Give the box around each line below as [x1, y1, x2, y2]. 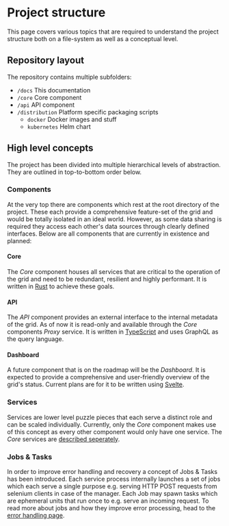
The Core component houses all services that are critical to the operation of [7, 268, 221, 276]
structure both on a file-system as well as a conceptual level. [7, 34, 178, 42]
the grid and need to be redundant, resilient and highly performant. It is [7, 275, 207, 284]
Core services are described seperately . [7, 435, 120, 443]
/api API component [16, 101, 75, 109]
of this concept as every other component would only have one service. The [7, 427, 222, 436]
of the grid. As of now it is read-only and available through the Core [7, 321, 198, 329]
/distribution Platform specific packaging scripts [16, 108, 159, 116]
